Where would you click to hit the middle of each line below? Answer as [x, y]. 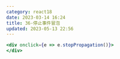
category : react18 [29, 12]
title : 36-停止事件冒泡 [33, 23]
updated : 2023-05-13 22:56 [40, 29]
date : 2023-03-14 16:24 [36, 17]
